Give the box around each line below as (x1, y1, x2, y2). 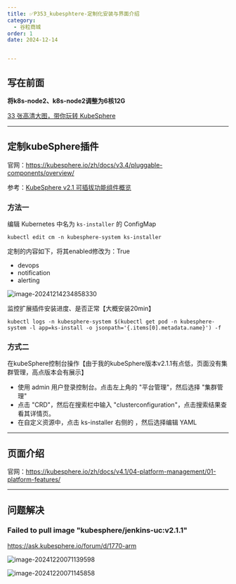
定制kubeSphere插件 (7, 141, 100, 153)
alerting (17, 276, 40, 285)
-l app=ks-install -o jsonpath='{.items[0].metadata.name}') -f (29, 324, 221, 331)
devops (17, 261, 40, 269)
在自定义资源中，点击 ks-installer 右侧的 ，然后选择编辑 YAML (17, 418, 197, 426)
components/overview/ (7, 168, 75, 177)
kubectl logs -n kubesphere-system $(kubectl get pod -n (7, 318, 178, 326)
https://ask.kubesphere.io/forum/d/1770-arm (7, 541, 137, 550)
